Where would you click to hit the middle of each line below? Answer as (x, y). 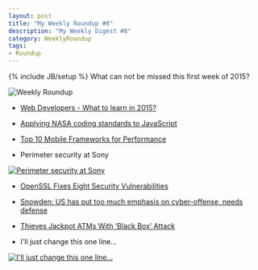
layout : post (30, 16)
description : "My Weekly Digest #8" (70, 31)
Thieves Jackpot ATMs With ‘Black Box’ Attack (98, 226)
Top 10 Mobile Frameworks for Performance (93, 139)
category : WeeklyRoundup (50, 38)
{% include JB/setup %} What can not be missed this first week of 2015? (129, 76)
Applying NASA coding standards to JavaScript (98, 123)
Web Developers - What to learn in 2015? (88, 108)
